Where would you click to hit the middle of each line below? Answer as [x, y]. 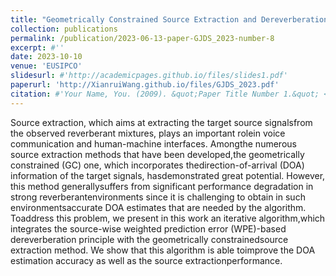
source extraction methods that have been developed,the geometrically [157, 154]
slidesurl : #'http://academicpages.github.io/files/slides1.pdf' [149, 76]
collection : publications [64, 29]
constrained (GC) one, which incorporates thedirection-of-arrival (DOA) [157, 165]
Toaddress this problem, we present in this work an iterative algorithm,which [168, 218]
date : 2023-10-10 [46, 57]
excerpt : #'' [37, 47]
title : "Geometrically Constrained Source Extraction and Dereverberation [169, 19]
